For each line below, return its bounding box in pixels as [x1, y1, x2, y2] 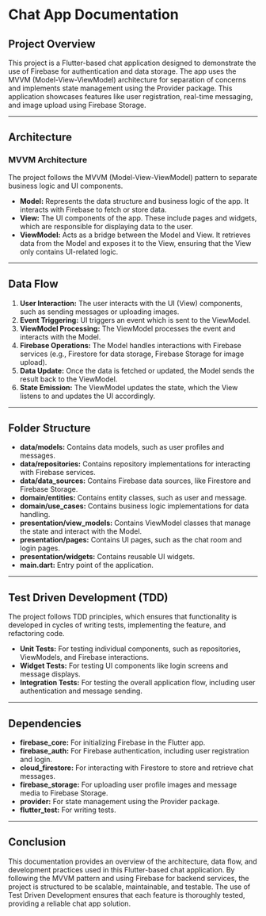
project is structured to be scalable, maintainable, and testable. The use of [8, 882, 251, 891]
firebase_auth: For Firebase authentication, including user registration [19, 745, 249, 755]
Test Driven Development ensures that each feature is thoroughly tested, [8, 890, 245, 899]
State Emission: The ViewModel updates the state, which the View [19, 382, 238, 392]
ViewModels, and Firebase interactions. [19, 653, 149, 662]
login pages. [19, 543, 61, 553]
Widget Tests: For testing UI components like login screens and [19, 661, 229, 671]
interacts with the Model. [19, 332, 101, 342]
